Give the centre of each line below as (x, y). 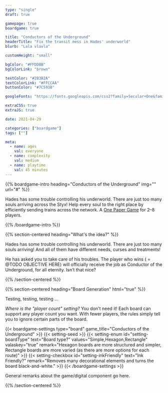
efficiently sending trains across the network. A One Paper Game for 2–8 (80, 209)
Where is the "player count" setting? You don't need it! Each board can (78, 308)
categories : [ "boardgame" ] (33, 128)
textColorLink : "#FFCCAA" (32, 83)
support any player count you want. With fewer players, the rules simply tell (83, 313)
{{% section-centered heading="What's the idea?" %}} (62, 234)
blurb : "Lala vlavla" (28, 46)
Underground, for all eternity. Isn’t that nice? (51, 269)
